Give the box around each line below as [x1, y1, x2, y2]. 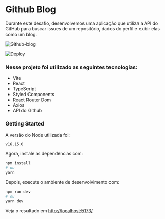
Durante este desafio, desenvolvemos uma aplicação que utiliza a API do [5, 20, 158, 26]
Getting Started [5, 120, 44, 128]
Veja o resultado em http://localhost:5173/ [5, 207, 93, 214]
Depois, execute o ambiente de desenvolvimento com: [5, 179, 120, 185]
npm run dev [5, 189, 31, 194]
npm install [5, 161, 31, 166]
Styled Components [12, 91, 55, 98]
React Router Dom [12, 97, 51, 103]
